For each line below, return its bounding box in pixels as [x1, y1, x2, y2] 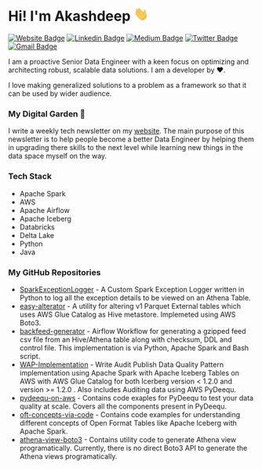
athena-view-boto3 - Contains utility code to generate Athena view [19, 434, 237, 444]
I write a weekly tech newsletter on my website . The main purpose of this [8, 126, 245, 136]
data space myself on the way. [8, 152, 107, 161]
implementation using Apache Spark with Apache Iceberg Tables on [19, 368, 239, 377]
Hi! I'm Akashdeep [8, 7, 131, 25]
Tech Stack [8, 171, 53, 182]
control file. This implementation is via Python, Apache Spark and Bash [19, 343, 249, 352]
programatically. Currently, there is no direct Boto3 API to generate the [19, 443, 248, 453]
